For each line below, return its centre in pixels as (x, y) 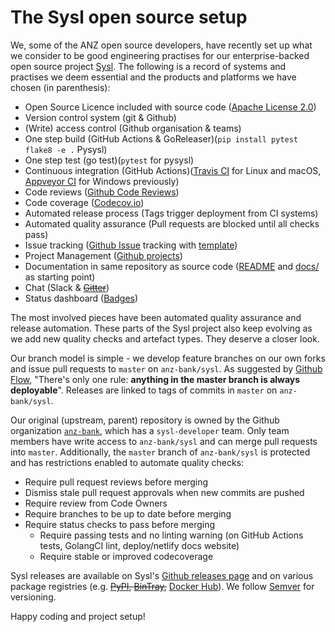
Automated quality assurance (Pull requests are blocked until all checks (172, 223)
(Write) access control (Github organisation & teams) (133, 128)
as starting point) (60, 277)
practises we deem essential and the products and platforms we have (153, 77)
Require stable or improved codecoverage (126, 556)
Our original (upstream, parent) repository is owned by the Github (145, 420)
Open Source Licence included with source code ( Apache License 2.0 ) (170, 107)
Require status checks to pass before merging (120, 524)
